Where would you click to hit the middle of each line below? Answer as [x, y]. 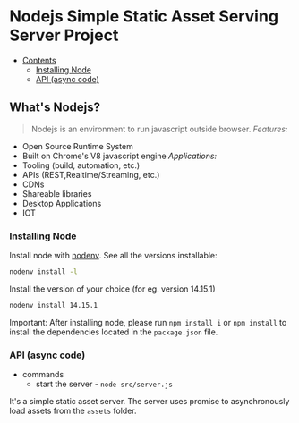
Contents [39, 60]
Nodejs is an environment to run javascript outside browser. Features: [159, 129]
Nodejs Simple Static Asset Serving [144, 17]
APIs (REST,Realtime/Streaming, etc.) [91, 174]
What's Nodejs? [55, 108]
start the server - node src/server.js [104, 384]
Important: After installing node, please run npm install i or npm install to [148, 322]
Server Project [64, 35]
